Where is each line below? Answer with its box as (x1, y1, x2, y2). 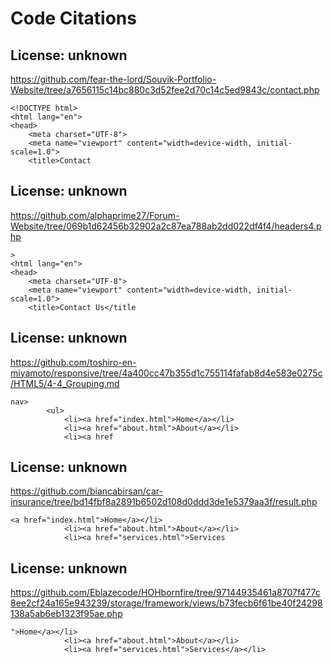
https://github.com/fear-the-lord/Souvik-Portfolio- (10, 73, 217, 85)
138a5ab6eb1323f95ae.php (10, 608, 123, 620)
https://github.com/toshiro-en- (10, 356, 137, 368)
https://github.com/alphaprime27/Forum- (10, 209, 180, 221)
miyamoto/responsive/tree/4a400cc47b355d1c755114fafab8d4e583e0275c (10, 367, 323, 379)
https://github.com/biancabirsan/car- (10, 485, 163, 497)
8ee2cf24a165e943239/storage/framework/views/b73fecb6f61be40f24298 (10, 597, 323, 609)
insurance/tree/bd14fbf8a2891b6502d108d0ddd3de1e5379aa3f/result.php (10, 496, 318, 508)
